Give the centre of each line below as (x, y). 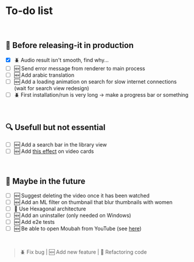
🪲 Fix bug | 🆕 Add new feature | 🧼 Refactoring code (83, 252)
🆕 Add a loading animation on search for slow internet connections (95, 81)
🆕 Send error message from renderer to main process (79, 68)
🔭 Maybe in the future (46, 181)
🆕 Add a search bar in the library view (60, 144)
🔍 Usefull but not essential (56, 127)
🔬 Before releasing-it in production (70, 45)
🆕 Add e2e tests (34, 222)
